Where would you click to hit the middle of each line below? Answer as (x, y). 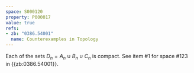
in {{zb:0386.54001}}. (32, 64)
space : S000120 (24, 12)
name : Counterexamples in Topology (55, 39)
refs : (12, 28)
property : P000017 (28, 17)
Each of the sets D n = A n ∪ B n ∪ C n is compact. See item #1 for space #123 (97, 57)
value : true (20, 23)
